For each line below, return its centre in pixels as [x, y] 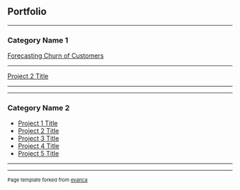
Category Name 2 [39, 108]
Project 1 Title [38, 123]
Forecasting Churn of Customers [56, 56]
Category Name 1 [38, 40]
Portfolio [27, 12]
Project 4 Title [38, 146]
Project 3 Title [38, 139]
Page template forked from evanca [47, 180]
